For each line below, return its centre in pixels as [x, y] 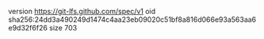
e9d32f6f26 [28, 28]
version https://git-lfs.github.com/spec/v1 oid [82, 11]
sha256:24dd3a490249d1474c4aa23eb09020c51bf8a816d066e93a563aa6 [132, 19]
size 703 [63, 28]
